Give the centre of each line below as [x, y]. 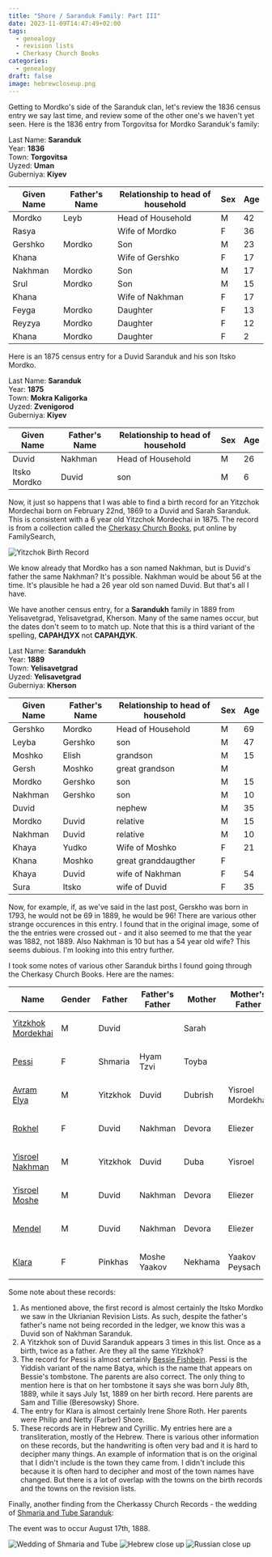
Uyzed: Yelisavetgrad [45, 676]
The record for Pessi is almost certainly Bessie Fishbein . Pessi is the [134, 1359]
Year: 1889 [27, 659]
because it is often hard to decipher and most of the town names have [137, 1471]
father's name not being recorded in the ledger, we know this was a [132, 1325]
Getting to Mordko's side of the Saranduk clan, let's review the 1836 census [134, 107]
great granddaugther [156, 861]
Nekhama [202, 1261]
